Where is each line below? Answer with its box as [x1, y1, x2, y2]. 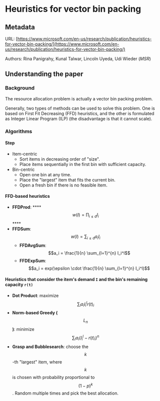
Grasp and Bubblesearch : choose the [12, 344, 89, 350]
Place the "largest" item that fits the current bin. [19, 177, 116, 183]
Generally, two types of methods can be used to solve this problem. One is [5, 105, 155, 111]
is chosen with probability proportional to [12, 374, 95, 380]
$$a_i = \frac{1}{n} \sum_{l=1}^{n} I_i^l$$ [48, 250, 131, 256]
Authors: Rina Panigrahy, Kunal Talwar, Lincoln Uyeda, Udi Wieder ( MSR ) [5, 56, 151, 62]
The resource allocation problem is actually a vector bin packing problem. [5, 95, 153, 101]
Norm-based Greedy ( [12, 310, 58, 316]
